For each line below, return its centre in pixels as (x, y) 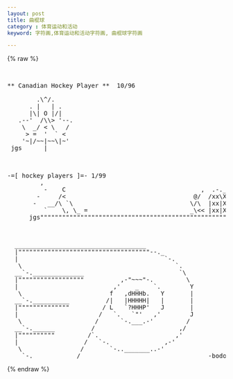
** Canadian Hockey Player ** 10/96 (71, 86)
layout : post (26, 14)
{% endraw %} (28, 369)
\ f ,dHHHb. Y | (106, 294)
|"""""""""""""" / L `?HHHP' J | (104, 308)
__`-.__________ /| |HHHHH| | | (104, 301)
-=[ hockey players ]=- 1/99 (57, 176)
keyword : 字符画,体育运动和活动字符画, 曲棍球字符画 (75, 33)
